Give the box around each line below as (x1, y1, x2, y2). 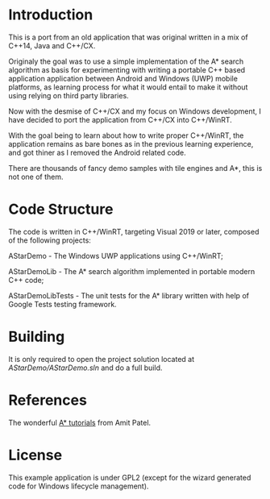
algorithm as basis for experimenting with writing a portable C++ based (8, 64, 246, 74)
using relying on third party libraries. (8, 90, 129, 100)
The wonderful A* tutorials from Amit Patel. (8, 418, 152, 427)
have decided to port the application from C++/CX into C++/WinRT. (8, 114, 232, 124)
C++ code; (8, 275, 44, 285)
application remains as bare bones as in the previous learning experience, (8, 139, 254, 148)
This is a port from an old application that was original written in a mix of (8, 32, 248, 42)
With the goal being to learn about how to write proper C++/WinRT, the (8, 131, 244, 140)
